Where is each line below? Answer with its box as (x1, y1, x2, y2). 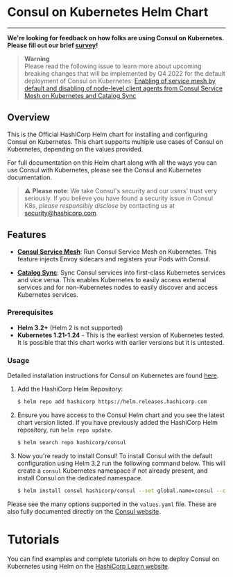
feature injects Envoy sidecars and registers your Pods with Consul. (17, 254, 211, 263)
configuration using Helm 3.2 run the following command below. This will (17, 459, 225, 467)
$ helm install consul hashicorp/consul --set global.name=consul (17, 487, 214, 494)
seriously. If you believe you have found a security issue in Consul (24, 194, 214, 202)
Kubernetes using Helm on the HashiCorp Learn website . (7, 562, 170, 570)
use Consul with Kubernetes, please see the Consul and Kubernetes (7, 165, 202, 174)
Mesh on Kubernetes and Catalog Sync (24, 91, 137, 99)
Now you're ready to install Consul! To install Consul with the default (17, 451, 213, 460)
